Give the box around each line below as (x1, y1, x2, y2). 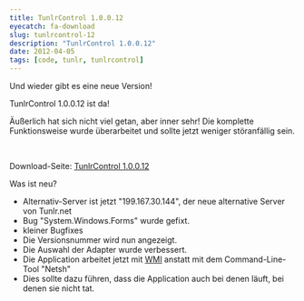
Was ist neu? (9, 178, 57, 189)
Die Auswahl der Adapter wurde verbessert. (22, 245, 188, 255)
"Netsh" (40, 264, 71, 274)
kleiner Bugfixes (22, 225, 83, 236)
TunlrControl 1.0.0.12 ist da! (9, 98, 111, 109)
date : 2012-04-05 (9, 47, 75, 56)
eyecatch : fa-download (9, 22, 95, 31)
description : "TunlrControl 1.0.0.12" (9, 38, 156, 48)
